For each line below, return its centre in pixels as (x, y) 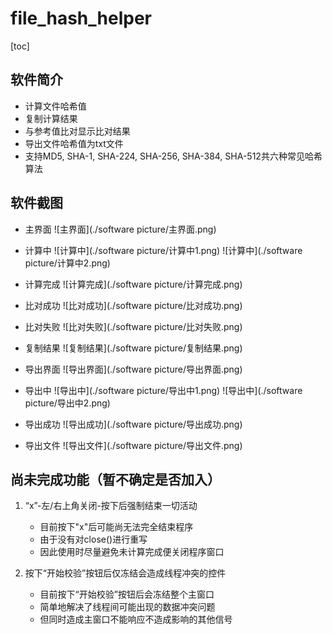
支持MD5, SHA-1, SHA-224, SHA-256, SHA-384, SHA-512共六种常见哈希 (173, 156)
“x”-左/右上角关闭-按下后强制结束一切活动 (111, 506)
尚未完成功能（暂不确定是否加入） (115, 479)
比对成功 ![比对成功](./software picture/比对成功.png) (133, 305)
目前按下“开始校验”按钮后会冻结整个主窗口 (127, 594)
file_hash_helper (81, 18)
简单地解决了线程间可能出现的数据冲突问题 (127, 607)
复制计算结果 (51, 118)
